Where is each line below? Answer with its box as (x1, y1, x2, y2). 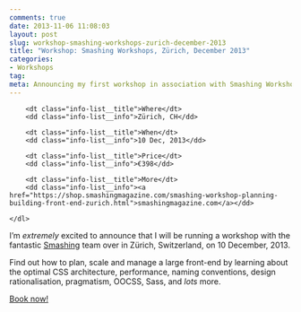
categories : (9, 55, 54, 64)
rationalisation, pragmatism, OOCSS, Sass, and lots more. (9, 275, 221, 287)
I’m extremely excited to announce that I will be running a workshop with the (9, 230, 291, 240)
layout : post (9, 30, 58, 39)
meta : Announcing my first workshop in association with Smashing (9, 80, 262, 89)
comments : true (9, 13, 66, 22)
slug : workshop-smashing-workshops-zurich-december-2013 (9, 38, 227, 48)
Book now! (9, 293, 49, 304)
